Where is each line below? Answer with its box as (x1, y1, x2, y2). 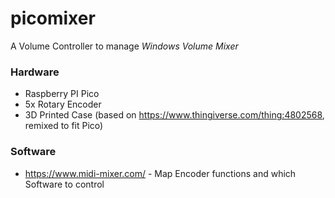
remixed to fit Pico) (24, 120, 104, 132)
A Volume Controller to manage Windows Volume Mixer (10, 40, 239, 52)
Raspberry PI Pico (24, 88, 100, 100)
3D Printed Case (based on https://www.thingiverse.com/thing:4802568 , (24, 109, 325, 121)
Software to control (24, 178, 105, 190)
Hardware (10, 65, 60, 79)
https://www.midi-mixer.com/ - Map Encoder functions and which (24, 167, 297, 179)
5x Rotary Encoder (24, 98, 102, 111)
